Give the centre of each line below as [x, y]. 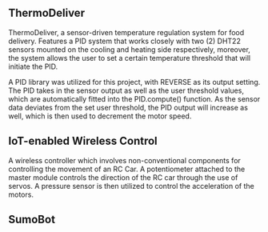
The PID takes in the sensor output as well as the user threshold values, [126, 90]
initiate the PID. [33, 66]
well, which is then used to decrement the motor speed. [100, 116]
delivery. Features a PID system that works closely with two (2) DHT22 [125, 41]
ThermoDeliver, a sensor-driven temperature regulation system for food [126, 32]
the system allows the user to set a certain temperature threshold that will [129, 58]
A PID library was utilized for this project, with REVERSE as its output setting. [134, 82]
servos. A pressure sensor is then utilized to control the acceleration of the [131, 186]
